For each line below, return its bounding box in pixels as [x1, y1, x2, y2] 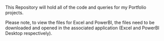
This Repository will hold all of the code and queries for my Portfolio [5, 5, 146, 10]
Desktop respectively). [5, 30, 52, 36]
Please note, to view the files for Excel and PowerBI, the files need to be [5, 20, 155, 25]
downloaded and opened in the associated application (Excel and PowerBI [5, 25, 160, 31]
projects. [5, 10, 24, 16]
